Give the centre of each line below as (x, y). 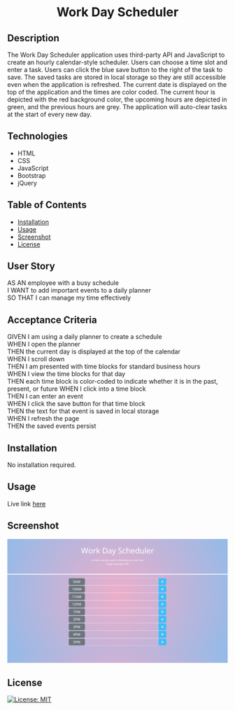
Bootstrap (31, 175)
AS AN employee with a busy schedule (63, 283)
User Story (31, 266)
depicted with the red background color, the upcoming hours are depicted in (117, 99)
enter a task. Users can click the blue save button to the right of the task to (115, 70)
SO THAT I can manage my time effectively (69, 298)
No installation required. (42, 465)
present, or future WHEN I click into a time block (77, 389)
